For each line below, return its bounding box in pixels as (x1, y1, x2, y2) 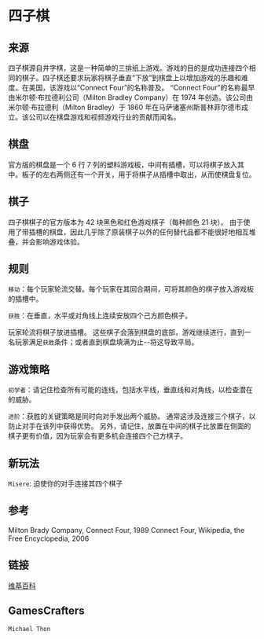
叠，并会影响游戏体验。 (8, 237, 84, 246)
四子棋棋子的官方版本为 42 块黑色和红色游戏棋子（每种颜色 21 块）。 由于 (8, 217, 244, 226)
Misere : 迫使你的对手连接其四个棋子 (8, 479, 123, 488)
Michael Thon (8, 625, 51, 633)
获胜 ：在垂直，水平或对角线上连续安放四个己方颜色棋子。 (8, 311, 192, 321)
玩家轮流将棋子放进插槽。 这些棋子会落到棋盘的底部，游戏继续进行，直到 (8, 328, 244, 337)
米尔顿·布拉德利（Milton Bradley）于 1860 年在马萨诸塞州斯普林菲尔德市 (8, 103, 242, 112)
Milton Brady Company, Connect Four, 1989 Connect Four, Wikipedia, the (8, 525, 245, 534)
